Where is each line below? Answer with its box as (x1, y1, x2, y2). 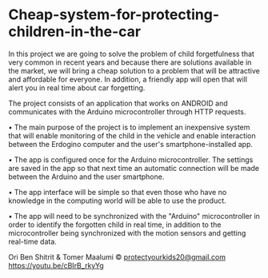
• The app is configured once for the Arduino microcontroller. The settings (8, 154, 254, 165)
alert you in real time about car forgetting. (8, 82, 146, 93)
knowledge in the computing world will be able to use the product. (8, 196, 226, 205)
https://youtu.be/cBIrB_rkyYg (8, 260, 104, 270)
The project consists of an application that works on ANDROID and (8, 98, 228, 108)
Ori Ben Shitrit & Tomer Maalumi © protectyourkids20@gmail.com (8, 252, 226, 261)
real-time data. (8, 236, 58, 246)
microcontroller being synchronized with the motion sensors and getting (8, 228, 246, 237)
